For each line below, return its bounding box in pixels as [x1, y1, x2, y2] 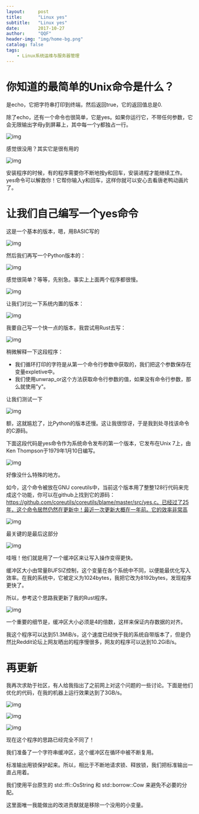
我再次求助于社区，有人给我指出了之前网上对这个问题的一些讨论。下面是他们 [6, 682, 193, 689]
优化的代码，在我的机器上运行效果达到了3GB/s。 [6, 689, 126, 697]
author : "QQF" [6, 31, 52, 37]
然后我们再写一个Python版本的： [6, 251, 86, 258]
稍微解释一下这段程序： [6, 348, 63, 355]
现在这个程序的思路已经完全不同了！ [6, 736, 95, 743]
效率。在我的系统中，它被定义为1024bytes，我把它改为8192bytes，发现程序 [6, 574, 192, 581]
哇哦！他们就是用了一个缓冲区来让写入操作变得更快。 [6, 554, 136, 561]
